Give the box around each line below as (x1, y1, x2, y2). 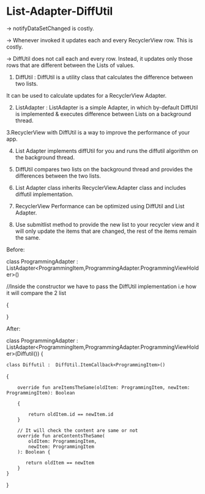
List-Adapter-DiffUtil (6, 4, 113, 18)
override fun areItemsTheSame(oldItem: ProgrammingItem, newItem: (17, 384, 190, 391)
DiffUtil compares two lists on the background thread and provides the (15, 165, 193, 173)
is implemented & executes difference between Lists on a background (15, 110, 192, 117)
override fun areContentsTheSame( (17, 433, 105, 439)
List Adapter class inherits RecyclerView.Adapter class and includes (15, 184, 187, 191)
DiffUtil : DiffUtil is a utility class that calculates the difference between (15, 73, 193, 80)
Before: (6, 246, 25, 253)
